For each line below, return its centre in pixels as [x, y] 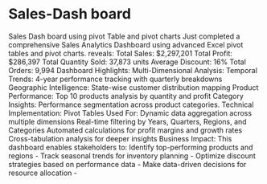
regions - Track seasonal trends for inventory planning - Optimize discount [132, 155]
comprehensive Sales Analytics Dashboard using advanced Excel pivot [126, 44]
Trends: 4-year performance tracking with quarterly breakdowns [115, 79]
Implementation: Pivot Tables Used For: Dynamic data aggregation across [130, 112]
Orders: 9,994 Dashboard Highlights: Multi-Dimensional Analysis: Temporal [133, 70]
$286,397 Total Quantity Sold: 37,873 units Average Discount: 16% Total [127, 62]
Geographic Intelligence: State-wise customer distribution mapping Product [133, 87]
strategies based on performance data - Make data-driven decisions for [127, 164]
